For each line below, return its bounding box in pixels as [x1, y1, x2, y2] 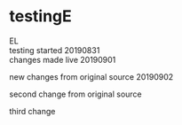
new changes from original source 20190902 [9, 71, 174, 82]
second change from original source [9, 89, 142, 99]
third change [9, 105, 56, 116]
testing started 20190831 [9, 44, 100, 55]
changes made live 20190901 [9, 54, 116, 65]
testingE [9, 6, 73, 27]
